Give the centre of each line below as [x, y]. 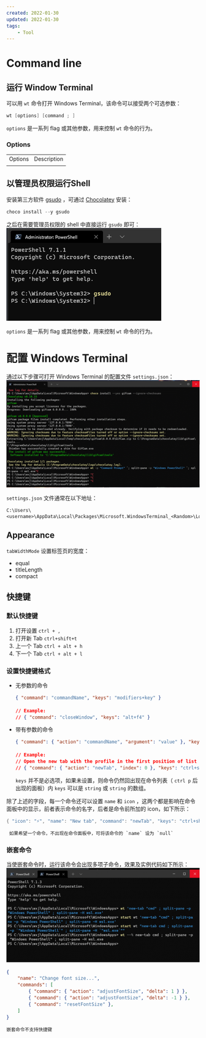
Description [48, 159]
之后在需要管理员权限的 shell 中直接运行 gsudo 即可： [73, 224]
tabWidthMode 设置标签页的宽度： [48, 551]
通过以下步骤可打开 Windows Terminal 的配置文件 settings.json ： [90, 376]
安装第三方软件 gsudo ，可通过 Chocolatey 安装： [69, 199]
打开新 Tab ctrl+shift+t [46, 638]
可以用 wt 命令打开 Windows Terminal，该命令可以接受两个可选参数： [94, 104]
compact [26, 576]
